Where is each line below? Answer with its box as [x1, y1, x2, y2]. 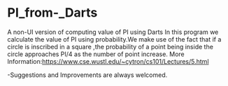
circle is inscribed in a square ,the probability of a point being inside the [7, 42, 213, 51]
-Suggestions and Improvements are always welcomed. [7, 71, 168, 79]
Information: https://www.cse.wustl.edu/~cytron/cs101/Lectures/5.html [7, 57, 209, 65]
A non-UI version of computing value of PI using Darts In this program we [7, 28, 219, 36]
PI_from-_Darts [7, 5, 98, 21]
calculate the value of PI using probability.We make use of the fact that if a [7, 35, 222, 43]
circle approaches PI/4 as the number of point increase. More [7, 50, 185, 58]
